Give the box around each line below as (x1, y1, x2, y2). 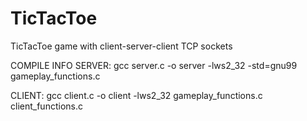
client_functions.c (10, 100, 83, 112)
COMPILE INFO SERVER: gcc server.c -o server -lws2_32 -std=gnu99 (10, 59, 298, 71)
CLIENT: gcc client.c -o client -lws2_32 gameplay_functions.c (10, 89, 263, 101)
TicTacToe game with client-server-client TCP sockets (10, 40, 233, 52)
